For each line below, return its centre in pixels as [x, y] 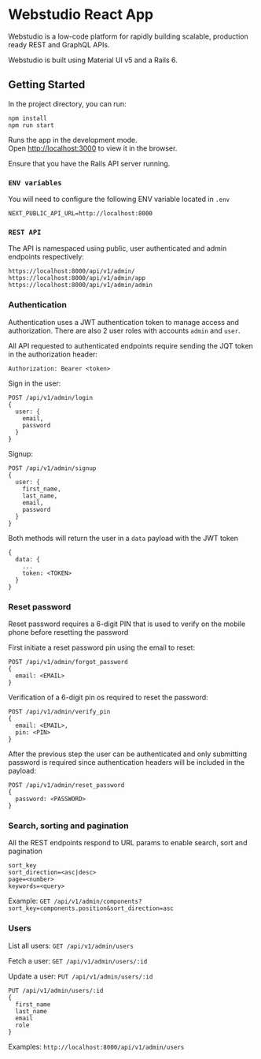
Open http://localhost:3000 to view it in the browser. [93, 148]
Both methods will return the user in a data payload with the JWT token [123, 538]
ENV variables [35, 183]
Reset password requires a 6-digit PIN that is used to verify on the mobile [127, 624]
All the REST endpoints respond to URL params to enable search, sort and [128, 843]
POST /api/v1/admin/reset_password [66, 785]
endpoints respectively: [46, 257]
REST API [25, 232]
